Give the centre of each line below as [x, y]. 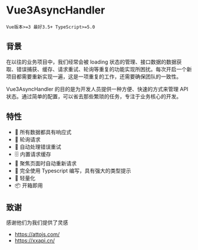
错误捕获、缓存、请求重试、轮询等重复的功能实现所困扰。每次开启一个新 [104, 69]
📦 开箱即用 [29, 185]
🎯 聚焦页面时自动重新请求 [45, 163]
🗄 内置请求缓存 [33, 154]
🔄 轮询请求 [27, 139]
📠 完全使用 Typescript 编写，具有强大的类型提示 [73, 171]
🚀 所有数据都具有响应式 [43, 132]
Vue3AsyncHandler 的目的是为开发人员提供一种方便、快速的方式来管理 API [97, 89]
